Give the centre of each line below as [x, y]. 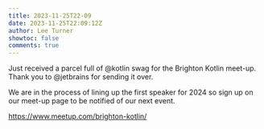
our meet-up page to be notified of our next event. [92, 101]
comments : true [34, 46]
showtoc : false [34, 38]
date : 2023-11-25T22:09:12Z [56, 23]
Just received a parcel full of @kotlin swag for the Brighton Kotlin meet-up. [132, 68]
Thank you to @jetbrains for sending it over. [81, 77]
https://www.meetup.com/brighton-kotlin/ [78, 116]
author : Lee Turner [41, 30]
